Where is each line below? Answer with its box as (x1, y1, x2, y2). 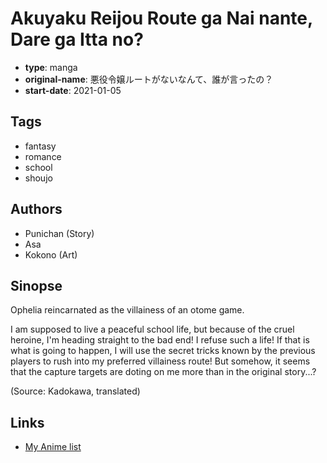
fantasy (24, 140, 57, 152)
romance (24, 150, 62, 162)
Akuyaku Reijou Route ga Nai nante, (10, 7, 313, 30)
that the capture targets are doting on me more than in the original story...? (10, 366, 317, 378)
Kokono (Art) (24, 248, 78, 261)
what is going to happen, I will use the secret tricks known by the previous (10, 345, 316, 357)
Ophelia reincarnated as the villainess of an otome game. (10, 304, 245, 316)
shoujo (24, 172, 53, 184)
